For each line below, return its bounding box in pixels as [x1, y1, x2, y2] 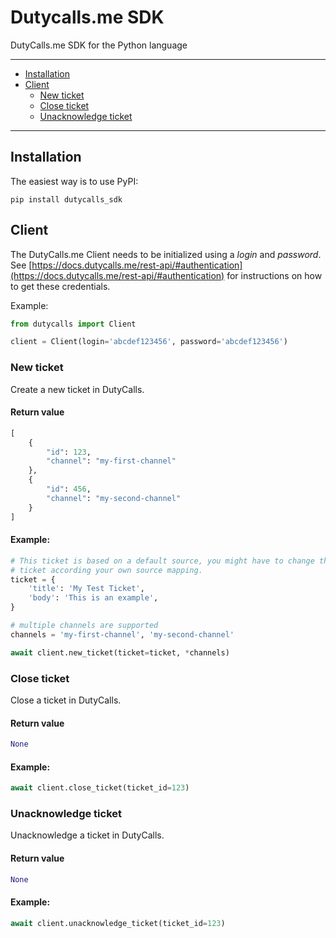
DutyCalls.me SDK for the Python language [10, 39, 188, 51]
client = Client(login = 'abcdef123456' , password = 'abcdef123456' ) [10, 337, 288, 347]
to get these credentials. [10, 280, 111, 292]
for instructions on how [226, 269, 323, 281]
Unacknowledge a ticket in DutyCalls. [10, 829, 165, 841]
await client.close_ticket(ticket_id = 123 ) [10, 783, 190, 793]
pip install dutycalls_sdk [10, 194, 123, 205]
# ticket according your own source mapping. [10, 565, 203, 575]
